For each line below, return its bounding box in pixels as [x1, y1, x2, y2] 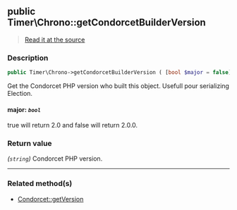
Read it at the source [24, 35, 85, 44]
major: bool [7, 105, 41, 113]
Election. [7, 89, 33, 97]
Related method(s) [7, 179, 73, 189]
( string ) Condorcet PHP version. [7, 154, 103, 163]
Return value [7, 139, 52, 149]
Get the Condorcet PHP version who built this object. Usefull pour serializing [7, 81, 229, 90]
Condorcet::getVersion [17, 194, 84, 203]
